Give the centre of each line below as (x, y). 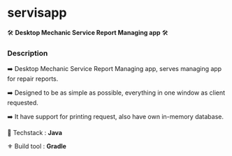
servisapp (37, 13)
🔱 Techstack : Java (35, 133)
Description (28, 53)
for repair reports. (33, 79)
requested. (23, 103)
